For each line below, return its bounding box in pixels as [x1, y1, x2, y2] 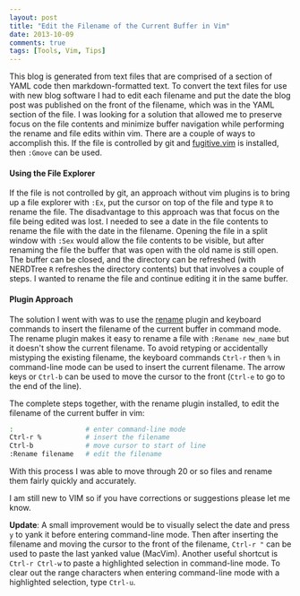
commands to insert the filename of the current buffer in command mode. [9, 324, 281, 334]
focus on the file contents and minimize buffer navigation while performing [9, 118, 285, 130]
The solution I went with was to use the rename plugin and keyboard [9, 314, 261, 324]
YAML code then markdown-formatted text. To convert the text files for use [9, 81, 287, 91]
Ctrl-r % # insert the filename [9, 433, 170, 442]
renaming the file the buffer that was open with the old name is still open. [9, 245, 279, 255]
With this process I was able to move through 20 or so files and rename [9, 466, 273, 477]
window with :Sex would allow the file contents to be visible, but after [9, 235, 265, 246]
